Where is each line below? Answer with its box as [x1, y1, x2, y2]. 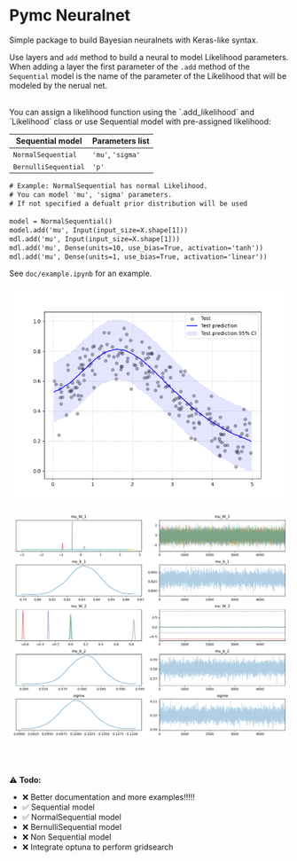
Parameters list [91, 136, 150, 146]
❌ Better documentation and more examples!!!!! [21, 791, 195, 802]
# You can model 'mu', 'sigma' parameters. [9, 191, 173, 200]
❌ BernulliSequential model [21, 821, 122, 832]
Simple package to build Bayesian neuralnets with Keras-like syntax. [9, 35, 259, 45]
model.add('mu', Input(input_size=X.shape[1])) [9, 226, 189, 235]
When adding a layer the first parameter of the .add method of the [9, 61, 250, 72]
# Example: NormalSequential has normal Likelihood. [9, 182, 208, 191]
